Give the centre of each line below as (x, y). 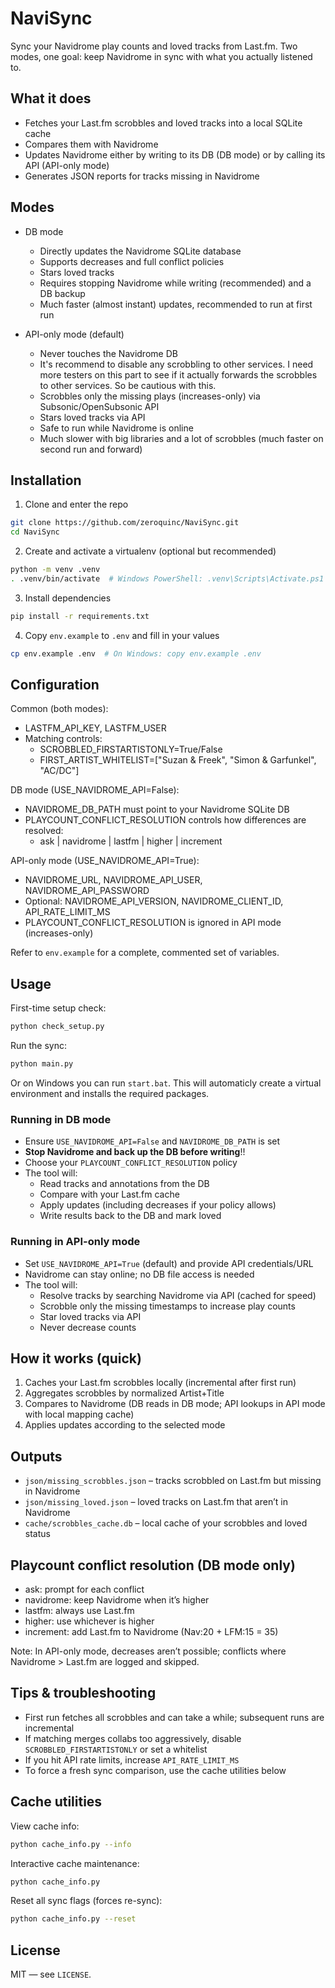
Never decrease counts (88, 1327)
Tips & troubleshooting (83, 1693)
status (37, 1534)
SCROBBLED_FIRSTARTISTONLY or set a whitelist (116, 1749)
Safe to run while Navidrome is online (116, 428)
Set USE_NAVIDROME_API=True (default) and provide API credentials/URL (169, 1263)
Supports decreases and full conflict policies (132, 261)
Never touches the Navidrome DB (108, 353)
